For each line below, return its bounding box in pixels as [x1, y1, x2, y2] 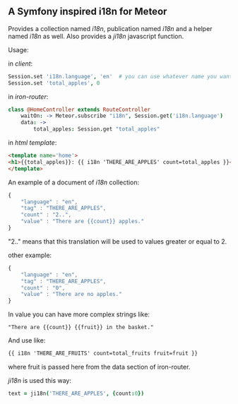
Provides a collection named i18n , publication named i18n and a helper [8, 24, 213, 32]
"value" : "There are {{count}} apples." [20, 218, 144, 225]
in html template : [8, 138, 57, 147]
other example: [8, 251, 52, 259]
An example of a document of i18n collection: [8, 178, 140, 186]
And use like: [8, 336, 46, 345]
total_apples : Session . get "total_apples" [33, 126, 160, 133]
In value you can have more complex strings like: [8, 310, 150, 319]
